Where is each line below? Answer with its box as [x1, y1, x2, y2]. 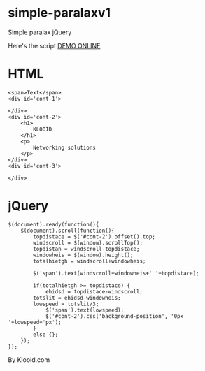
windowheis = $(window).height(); [33, 252, 134, 259]
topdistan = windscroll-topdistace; [33, 245, 140, 252]
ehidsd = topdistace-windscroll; [45, 288, 143, 295]
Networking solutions [33, 144, 97, 151]
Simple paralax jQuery [8, 28, 72, 36]
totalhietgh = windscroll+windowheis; [33, 257, 146, 265]
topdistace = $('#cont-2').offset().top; [33, 233, 156, 240]
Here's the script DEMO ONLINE [8, 41, 101, 50]
